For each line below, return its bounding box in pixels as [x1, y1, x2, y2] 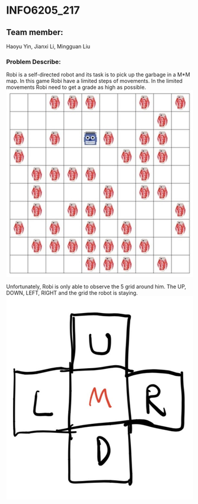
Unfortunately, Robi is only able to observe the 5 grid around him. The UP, [6, 283, 187, 291]
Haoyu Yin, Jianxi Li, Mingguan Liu [6, 43, 91, 50]
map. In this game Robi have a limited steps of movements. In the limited [6, 78, 183, 85]
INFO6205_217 [6, 4, 80, 17]
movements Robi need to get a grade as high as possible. [6, 84, 146, 91]
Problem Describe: [6, 58, 61, 66]
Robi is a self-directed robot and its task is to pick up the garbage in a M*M [6, 71, 191, 78]
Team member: [6, 27, 63, 37]
